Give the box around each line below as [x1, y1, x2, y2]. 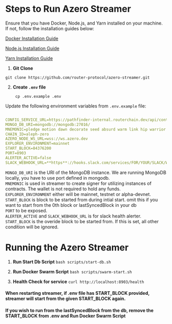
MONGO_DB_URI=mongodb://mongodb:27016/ [5, 122, 91, 127]
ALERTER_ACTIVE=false [5, 155, 52, 160]
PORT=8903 [5, 150, 27, 156]
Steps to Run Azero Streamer [5, 3, 132, 15]
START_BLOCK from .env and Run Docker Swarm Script [5, 313, 126, 319]
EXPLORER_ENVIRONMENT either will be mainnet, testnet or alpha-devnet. [5, 191, 151, 197]
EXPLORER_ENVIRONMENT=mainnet [5, 141, 70, 146]
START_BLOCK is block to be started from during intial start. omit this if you [5, 197, 158, 203]
